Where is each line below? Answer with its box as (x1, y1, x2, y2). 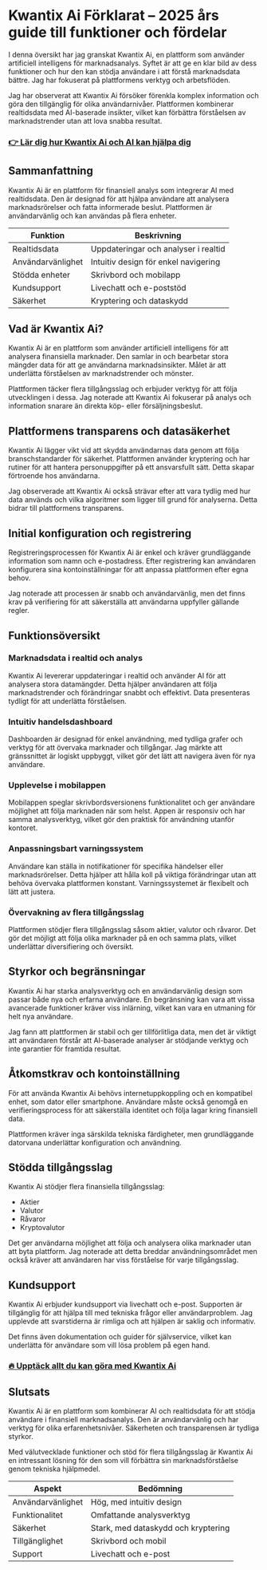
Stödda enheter (12, 269, 70, 280)
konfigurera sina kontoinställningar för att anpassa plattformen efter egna (8, 565, 249, 575)
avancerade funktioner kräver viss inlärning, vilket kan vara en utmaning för (8, 1003, 257, 1012)
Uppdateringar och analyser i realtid (90, 243, 226, 254)
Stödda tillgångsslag (8, 1161, 113, 1174)
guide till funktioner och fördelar (8, 23, 227, 42)
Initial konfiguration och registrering (8, 526, 192, 540)
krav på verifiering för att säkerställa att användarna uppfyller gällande (8, 597, 240, 607)
